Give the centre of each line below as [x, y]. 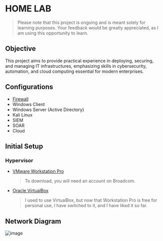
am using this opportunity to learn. [53, 33]
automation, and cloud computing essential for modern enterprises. [75, 71]
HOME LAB [28, 9]
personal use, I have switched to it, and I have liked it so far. [86, 206]
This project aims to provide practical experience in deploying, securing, [79, 61]
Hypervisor [19, 160]
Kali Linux [22, 115]
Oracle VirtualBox [30, 191]
